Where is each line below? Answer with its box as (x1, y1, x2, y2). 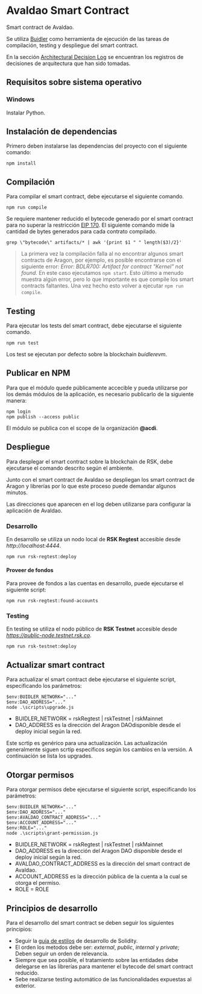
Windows (6, 95, 35, 104)
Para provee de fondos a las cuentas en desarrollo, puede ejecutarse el (6, 580, 184, 587)
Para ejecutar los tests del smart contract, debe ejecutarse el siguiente (6, 322, 182, 329)
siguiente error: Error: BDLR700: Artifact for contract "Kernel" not (21, 263, 184, 270)
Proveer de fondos (6, 566, 54, 573)
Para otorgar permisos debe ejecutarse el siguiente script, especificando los (6, 786, 196, 793)
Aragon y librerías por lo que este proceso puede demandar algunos (6, 482, 176, 489)
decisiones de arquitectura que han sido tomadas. (6, 60, 131, 67)
